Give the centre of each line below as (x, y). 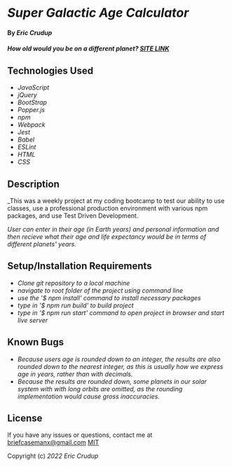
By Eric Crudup (30, 32)
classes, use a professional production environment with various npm (108, 208)
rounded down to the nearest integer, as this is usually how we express (120, 366)
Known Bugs (36, 342)
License (25, 418)
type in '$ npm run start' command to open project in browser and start (121, 312)
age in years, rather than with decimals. (75, 374)
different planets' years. (42, 244)
